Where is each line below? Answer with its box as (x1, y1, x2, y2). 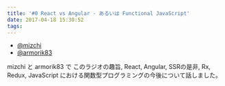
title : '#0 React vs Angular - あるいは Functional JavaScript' (7, 10, 190, 17)
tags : (7, 23, 23, 29)
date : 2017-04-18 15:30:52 (7, 16, 84, 23)
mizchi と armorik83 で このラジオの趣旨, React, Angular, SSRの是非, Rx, (7, 63, 211, 71)
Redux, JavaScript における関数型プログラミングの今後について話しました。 (7, 71, 222, 79)
